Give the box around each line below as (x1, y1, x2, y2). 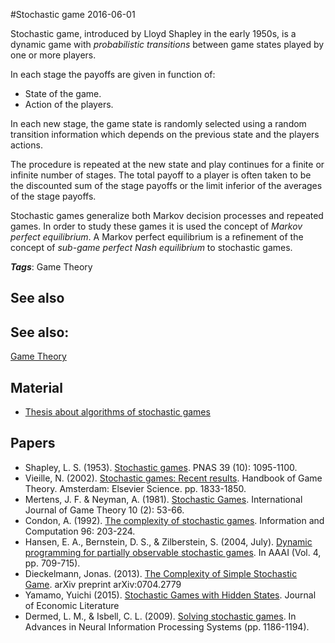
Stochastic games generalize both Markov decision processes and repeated (10, 210, 324, 221)
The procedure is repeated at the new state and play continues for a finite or (10, 159, 325, 170)
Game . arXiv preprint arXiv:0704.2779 (24, 578, 182, 590)
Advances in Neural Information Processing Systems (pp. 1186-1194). (24, 620, 310, 633)
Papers (10, 435, 56, 452)
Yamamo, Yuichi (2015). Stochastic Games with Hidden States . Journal (24, 589, 317, 601)
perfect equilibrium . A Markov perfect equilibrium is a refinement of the (10, 231, 304, 243)
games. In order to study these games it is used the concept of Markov (10, 220, 303, 232)
